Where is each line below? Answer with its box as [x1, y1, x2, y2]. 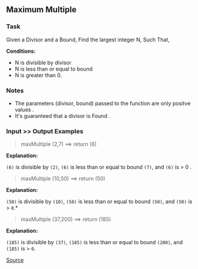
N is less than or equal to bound [14, 65, 93, 72]
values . [14, 106, 34, 113]
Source [6, 257, 24, 264]
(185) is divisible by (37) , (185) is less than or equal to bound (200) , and [6, 239, 183, 246]
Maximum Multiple [6, 5, 77, 15]
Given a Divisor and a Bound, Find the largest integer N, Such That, [6, 36, 170, 43]
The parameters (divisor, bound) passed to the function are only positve [14, 100, 191, 107]
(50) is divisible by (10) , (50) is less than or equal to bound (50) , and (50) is [6, 198, 193, 205]
